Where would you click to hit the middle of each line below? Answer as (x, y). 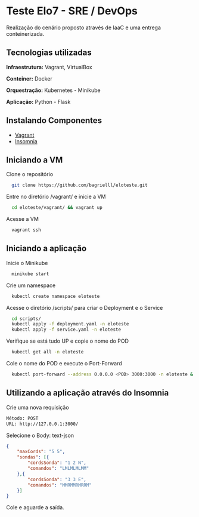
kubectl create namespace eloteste (56, 296)
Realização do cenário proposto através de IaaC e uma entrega (84, 27)
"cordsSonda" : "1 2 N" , (57, 463)
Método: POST (22, 418)
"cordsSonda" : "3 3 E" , (57, 479)
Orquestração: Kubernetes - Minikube (53, 90)
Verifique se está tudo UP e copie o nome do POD (68, 341)
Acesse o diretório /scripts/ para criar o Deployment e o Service (85, 307)
